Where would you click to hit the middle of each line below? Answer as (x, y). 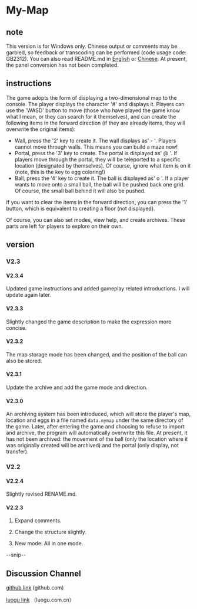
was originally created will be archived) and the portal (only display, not (93, 446)
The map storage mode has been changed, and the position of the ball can (96, 354)
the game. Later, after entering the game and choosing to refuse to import (96, 427)
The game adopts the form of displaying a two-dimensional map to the (92, 97)
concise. (16, 328)
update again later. (29, 295)
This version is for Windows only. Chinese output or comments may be (92, 46)
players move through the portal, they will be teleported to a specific (97, 159)
